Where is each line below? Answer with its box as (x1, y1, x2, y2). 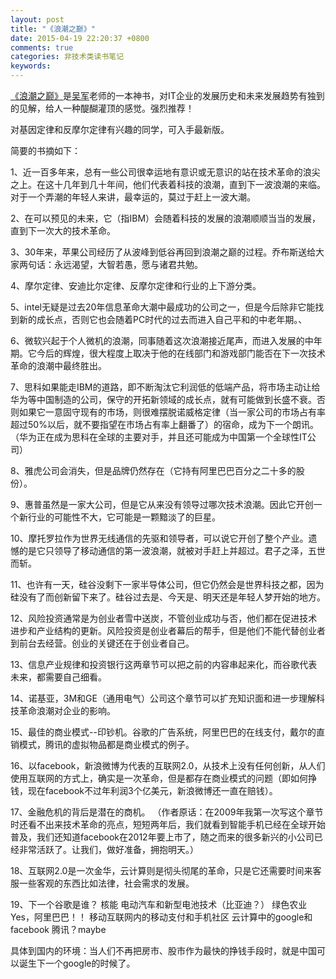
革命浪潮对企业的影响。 (18, 705, 116, 716)
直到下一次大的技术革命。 (10, 225, 116, 236)
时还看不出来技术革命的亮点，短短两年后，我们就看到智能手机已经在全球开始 (10, 819, 326, 830)
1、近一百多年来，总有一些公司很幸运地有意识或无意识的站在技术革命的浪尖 (10, 166, 321, 178)
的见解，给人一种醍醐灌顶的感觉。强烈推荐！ (10, 102, 195, 114)
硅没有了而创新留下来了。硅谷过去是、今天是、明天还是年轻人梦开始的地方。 (10, 591, 326, 603)
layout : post (10, 14, 65, 25)
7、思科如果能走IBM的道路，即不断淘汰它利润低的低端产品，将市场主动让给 (10, 381, 321, 393)
